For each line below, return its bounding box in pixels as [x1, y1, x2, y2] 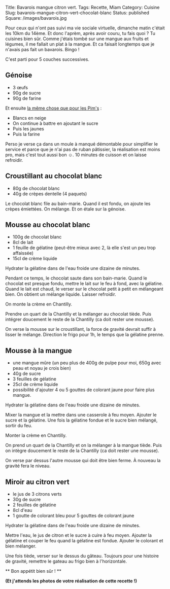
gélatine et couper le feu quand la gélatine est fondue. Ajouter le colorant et [5, 538, 163, 544]
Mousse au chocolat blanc [5, 221, 90, 229]
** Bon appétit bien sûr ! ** [5, 568, 62, 574]
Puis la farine [12, 131, 40, 137]
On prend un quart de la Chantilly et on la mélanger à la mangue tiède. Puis [5, 442, 162, 448]
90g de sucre [12, 90, 41, 96]
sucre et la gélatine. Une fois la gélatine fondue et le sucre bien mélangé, [5, 417, 158, 423]
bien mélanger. [5, 543, 37, 549]
